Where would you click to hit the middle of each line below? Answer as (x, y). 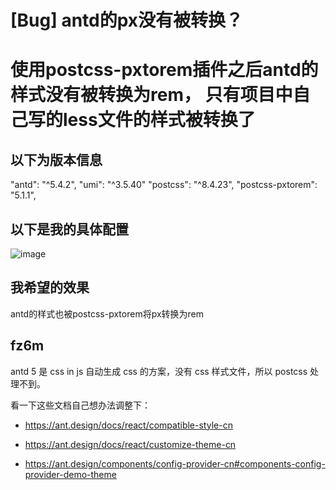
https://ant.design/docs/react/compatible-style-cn (128, 425)
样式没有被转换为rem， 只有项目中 (151, 95)
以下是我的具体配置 (69, 229)
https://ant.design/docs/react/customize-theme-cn (130, 444)
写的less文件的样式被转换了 (142, 120)
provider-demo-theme (70, 474)
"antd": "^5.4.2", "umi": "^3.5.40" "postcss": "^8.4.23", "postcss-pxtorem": (164, 185)
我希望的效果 (50, 287)
